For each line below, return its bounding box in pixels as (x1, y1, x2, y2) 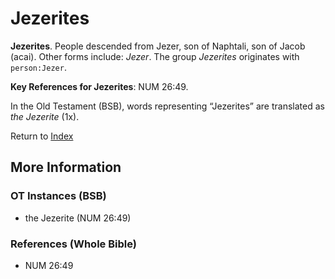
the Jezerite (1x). (10, 110, 80, 122)
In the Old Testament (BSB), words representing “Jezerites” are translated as (10, 100, 325, 112)
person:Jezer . (10, 61, 67, 73)
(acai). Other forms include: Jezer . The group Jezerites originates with (10, 50, 300, 62)
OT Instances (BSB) (10, 189, 107, 203)
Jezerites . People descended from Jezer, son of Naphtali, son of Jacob (10, 40, 306, 52)
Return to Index (10, 130, 74, 142)
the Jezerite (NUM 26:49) (24, 212, 132, 224)
